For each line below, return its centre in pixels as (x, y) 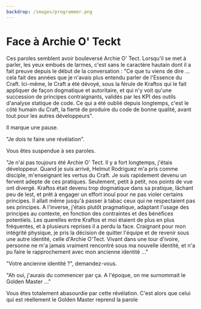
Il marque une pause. (32, 127)
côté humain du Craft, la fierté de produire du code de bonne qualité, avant (99, 109)
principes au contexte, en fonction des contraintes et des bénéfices (90, 213)
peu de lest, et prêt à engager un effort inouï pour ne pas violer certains (95, 194)
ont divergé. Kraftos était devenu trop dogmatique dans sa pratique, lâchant (100, 188)
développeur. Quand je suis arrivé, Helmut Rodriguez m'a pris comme (92, 168)
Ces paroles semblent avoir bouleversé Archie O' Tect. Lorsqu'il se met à (96, 58)
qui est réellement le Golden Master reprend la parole (72, 299)
